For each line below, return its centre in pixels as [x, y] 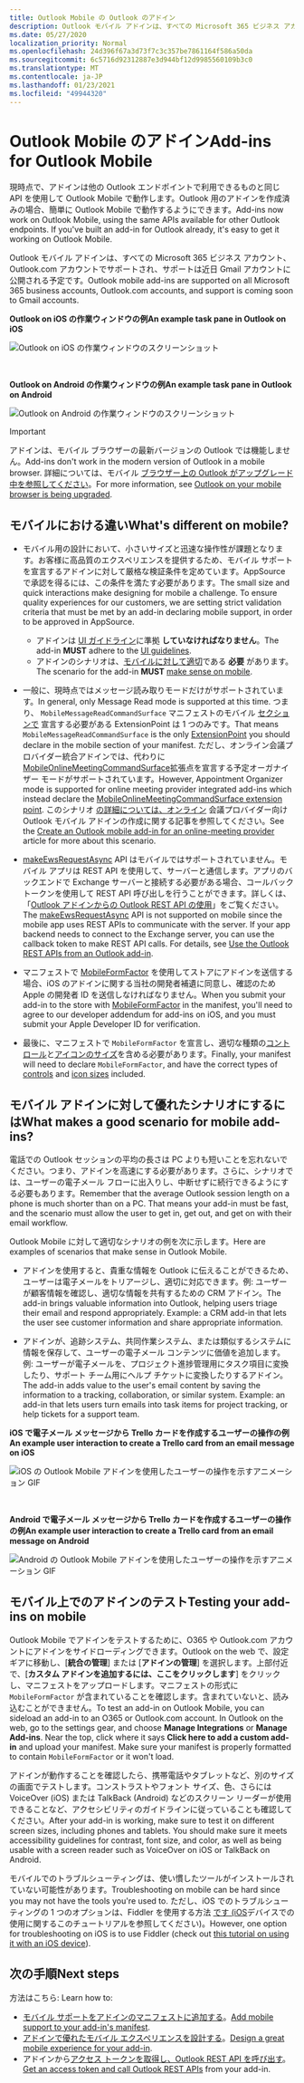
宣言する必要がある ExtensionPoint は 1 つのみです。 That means [159, 725]
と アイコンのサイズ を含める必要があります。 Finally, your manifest [169, 1054]
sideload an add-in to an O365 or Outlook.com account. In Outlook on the [147, 1718]
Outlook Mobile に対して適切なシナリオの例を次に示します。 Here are [138, 1242]
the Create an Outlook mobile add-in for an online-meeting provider [148, 831]
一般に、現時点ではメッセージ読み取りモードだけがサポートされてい [149, 690]
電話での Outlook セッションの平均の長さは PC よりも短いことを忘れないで [148, 1159]
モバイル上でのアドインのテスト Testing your [135, 1603]
